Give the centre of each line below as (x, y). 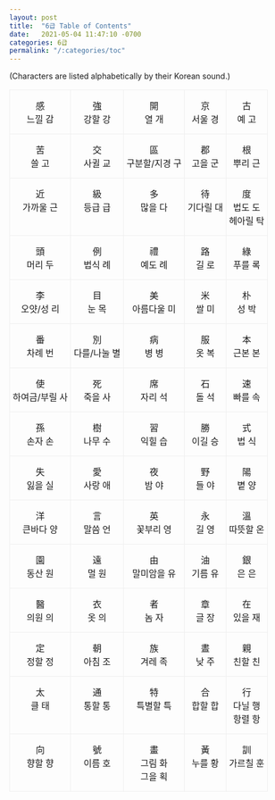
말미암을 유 (154, 574)
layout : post (33, 17)
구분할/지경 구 (154, 163)
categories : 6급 (39, 42)
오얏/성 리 (40, 309)
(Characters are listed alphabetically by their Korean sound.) (120, 76)
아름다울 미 (154, 309)
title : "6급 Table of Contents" (71, 26)
